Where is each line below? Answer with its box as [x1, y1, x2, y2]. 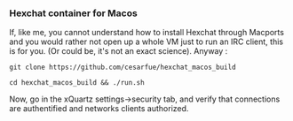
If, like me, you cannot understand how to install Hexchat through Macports [9, 27, 284, 38]
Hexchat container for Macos [9, 7, 138, 19]
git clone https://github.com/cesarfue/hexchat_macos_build [9, 63, 237, 72]
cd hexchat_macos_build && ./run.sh [9, 79, 145, 87]
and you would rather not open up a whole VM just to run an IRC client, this [9, 36, 284, 47]
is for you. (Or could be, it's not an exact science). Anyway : [9, 46, 228, 57]
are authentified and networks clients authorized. [9, 103, 189, 114]
